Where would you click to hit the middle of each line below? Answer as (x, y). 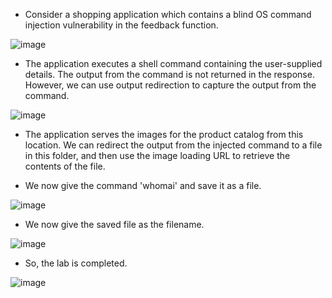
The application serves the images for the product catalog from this (164, 134)
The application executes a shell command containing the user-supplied (173, 63)
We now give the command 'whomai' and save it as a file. (143, 185)
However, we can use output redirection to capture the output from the (170, 85)
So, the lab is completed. (76, 263)
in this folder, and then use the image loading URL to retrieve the (157, 155)
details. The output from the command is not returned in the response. (169, 74)
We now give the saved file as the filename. (114, 224)
